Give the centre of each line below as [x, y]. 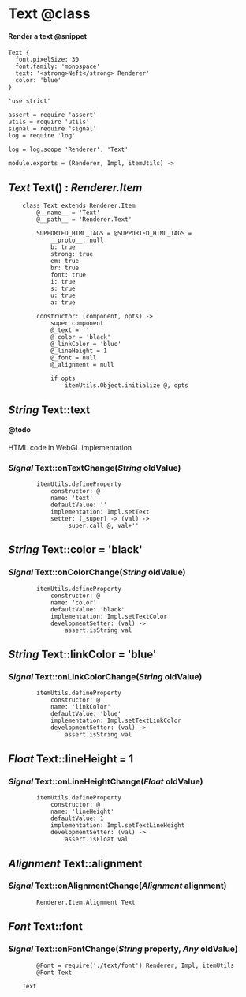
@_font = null [73, 358]
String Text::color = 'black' [76, 550]
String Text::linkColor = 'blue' [82, 655]
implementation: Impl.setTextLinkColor [116, 721]
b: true [63, 247]
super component [77, 324]
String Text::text [49, 410]
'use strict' [30, 101]
